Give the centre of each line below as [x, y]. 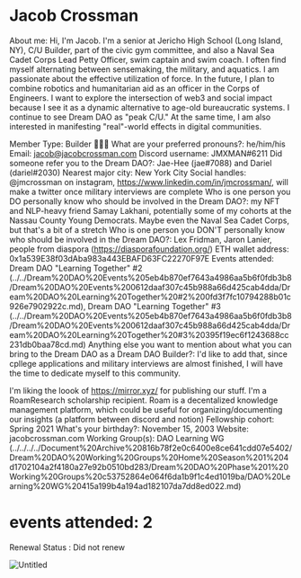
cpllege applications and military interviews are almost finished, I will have [146, 363]
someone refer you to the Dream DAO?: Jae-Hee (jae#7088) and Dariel [141, 163]
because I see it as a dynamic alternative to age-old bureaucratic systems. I [150, 107]
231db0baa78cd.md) [48, 344]
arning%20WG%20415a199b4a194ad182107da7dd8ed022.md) [125, 485]
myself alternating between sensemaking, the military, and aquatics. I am [145, 69]
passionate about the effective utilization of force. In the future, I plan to [142, 78]
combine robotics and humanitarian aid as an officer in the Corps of [135, 88]
